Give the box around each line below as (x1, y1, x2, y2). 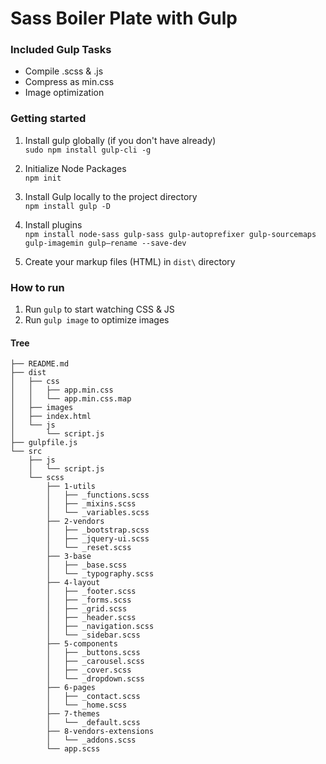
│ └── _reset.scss (46, 543, 132, 553)
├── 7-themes (46, 709, 101, 719)
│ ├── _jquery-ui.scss (46, 534, 150, 544)
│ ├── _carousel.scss (46, 657, 145, 667)
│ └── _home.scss (46, 700, 128, 711)
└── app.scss (46, 744, 101, 754)
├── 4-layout (46, 578, 101, 588)
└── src (10, 447, 43, 457)
